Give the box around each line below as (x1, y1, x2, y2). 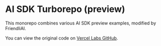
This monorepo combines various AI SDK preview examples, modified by (5, 20, 156, 26)
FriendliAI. (5, 25, 26, 31)
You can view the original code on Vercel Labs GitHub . (5, 35, 118, 41)
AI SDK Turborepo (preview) (5, 3, 125, 15)
